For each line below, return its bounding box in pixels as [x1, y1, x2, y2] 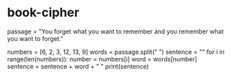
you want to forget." [7, 34, 64, 42]
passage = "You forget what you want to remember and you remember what [7, 27, 224, 35]
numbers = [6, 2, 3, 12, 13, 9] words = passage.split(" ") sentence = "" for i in [7, 48, 225, 56]
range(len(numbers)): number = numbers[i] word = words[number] [7, 55, 198, 63]
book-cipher [7, 5, 79, 20]
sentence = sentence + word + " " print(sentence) [7, 62, 150, 70]
